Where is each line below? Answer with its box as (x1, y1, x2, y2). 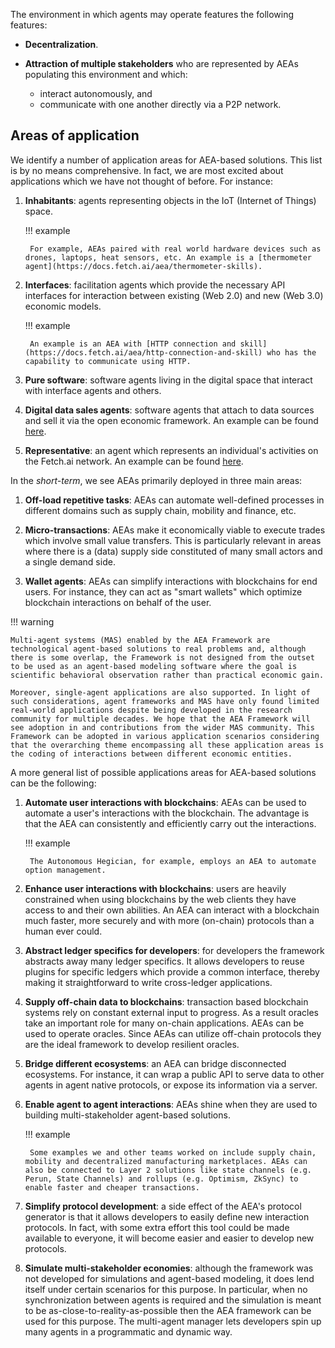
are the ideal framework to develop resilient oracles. (24, 1038, 240, 1050)
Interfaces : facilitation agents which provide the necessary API (24, 279, 286, 291)
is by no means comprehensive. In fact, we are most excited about (10, 164, 284, 176)
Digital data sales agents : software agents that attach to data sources (24, 404, 315, 416)
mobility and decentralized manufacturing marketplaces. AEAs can (24, 1156, 308, 1166)
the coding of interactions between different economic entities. (10, 749, 293, 759)
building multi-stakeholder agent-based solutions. (24, 1109, 231, 1121)
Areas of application (10, 127, 140, 144)
